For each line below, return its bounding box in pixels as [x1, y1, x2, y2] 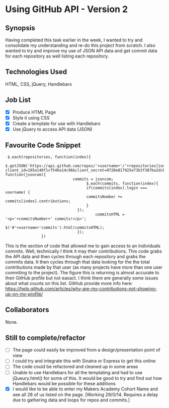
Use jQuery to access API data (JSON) [12, 126, 93, 132]
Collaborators [5, 306, 49, 314]
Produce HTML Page [12, 109, 56, 115]
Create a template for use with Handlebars [12, 120, 101, 127]
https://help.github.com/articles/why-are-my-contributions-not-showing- [5, 285, 157, 292]
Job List [5, 96, 31, 104]
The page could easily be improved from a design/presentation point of [12, 347, 160, 353]
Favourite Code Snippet [5, 141, 81, 150]
